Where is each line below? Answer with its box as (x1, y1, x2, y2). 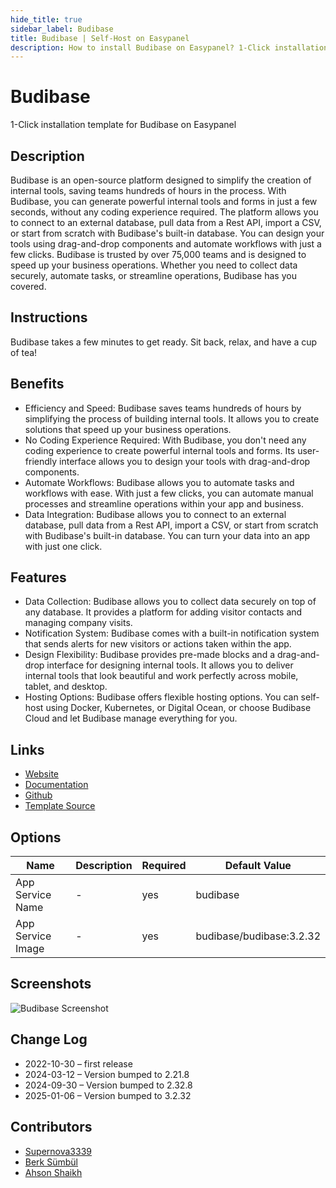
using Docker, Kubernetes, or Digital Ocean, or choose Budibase (45, 702, 312, 714)
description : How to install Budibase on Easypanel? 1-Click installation (10, 42, 329, 53)
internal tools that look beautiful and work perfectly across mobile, (24, 670, 299, 682)
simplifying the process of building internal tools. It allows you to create (24, 412, 320, 425)
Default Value (224, 859, 292, 873)
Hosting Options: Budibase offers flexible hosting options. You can (24, 691, 299, 703)
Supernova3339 (24, 1145, 92, 1157)
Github (24, 789, 53, 801)
